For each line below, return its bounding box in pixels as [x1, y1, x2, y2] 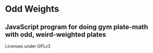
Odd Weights [5, 3, 60, 15]
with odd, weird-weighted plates [5, 30, 107, 38]
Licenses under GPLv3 [5, 43, 50, 49]
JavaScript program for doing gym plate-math [5, 23, 148, 31]
